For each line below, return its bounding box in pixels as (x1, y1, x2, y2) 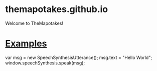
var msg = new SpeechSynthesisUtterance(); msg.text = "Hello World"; (5, 54, 152, 60)
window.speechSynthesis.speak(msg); (5, 59, 85, 66)
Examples (5, 38, 47, 49)
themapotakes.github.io (5, 4, 108, 15)
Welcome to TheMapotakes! (5, 20, 64, 26)
